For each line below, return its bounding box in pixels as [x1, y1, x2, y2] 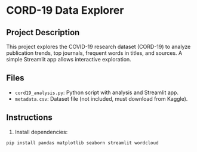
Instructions [6, 113, 53, 123]
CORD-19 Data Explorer [6, 4, 124, 17]
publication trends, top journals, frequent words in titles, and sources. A [6, 49, 183, 57]
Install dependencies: [14, 128, 68, 135]
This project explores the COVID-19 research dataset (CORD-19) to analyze [6, 43, 191, 50]
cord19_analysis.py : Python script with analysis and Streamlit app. [14, 89, 179, 96]
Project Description [6, 27, 80, 38]
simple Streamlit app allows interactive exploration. [6, 56, 131, 63]
